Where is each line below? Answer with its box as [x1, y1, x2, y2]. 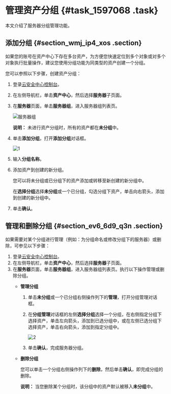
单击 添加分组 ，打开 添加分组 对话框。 [12, 135, 89, 141]
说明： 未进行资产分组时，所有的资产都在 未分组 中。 [12, 124, 121, 130]
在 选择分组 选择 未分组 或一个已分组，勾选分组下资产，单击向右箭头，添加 [12, 188, 164, 194]
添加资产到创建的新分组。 [12, 166, 67, 173]
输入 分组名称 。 [12, 156, 44, 162]
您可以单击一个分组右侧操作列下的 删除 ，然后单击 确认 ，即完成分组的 [20, 366, 163, 372]
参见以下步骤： [18, 243, 50, 249]
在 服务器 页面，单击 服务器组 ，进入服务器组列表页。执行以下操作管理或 [12, 266, 160, 272]
